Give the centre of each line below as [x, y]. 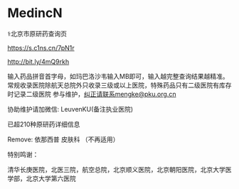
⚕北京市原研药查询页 [37, 33]
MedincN [35, 13]
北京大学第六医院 [51, 178]
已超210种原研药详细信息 [44, 124]
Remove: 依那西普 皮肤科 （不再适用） [63, 139]
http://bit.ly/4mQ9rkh [38, 61]
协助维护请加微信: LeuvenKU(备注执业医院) [70, 109]
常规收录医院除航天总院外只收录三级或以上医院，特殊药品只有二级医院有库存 [119, 85]
